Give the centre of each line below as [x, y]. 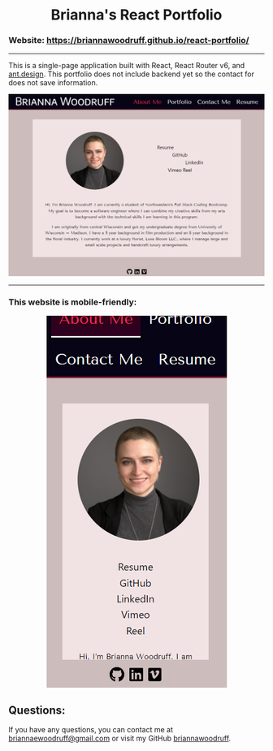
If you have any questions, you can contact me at [91, 730]
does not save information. [53, 83]
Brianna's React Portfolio [136, 15]
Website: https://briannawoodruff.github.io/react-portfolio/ [129, 41]
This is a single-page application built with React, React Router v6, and [127, 66]
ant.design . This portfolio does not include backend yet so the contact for [131, 74]
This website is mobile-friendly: [73, 302]
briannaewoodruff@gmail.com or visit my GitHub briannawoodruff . [120, 738]
